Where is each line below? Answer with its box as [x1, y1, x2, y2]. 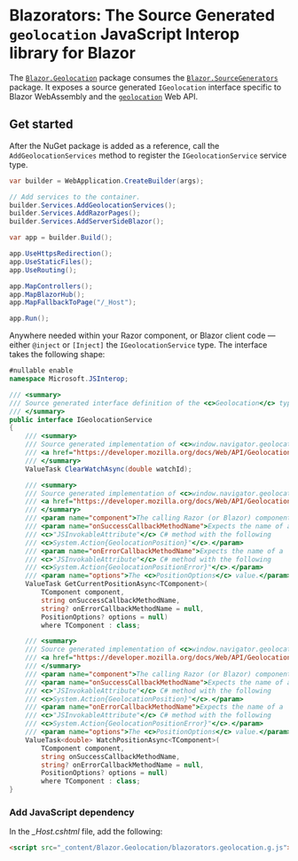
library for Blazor [9, 43, 136, 63]
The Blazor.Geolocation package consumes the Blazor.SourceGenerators [9, 72, 278, 82]
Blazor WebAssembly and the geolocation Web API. [9, 90, 199, 102]
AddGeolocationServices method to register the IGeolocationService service [9, 150, 287, 160]
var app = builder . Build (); [9, 233, 114, 242]
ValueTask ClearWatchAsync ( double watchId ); [25, 465, 192, 474]
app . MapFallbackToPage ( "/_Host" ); [9, 298, 137, 307]
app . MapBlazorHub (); [9, 290, 86, 299]
